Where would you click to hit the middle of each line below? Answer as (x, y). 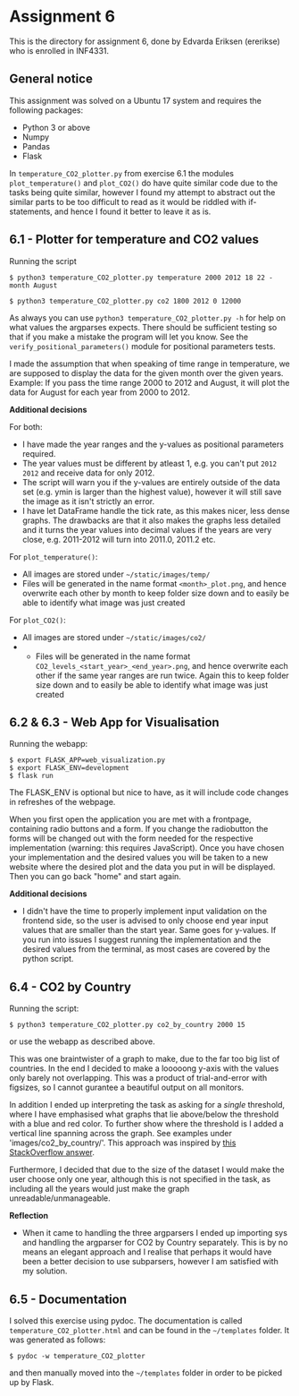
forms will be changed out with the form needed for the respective (132, 838)
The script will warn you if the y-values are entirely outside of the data (151, 482)
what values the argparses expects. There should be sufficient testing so (143, 327)
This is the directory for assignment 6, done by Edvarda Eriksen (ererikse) (145, 41)
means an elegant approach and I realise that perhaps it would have (147, 1252)
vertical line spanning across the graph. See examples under (120, 1134)
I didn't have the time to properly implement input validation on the (145, 912)
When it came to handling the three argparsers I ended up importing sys (155, 1233)
